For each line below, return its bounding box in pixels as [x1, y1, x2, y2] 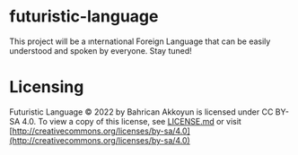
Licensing [9, 77, 84, 98]
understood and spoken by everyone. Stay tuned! [9, 45, 193, 56]
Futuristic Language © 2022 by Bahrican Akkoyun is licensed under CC [9, 106, 274, 117]
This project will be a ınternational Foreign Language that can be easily [9, 36, 271, 47]
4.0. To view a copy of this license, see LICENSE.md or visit [22, 116, 242, 126]
